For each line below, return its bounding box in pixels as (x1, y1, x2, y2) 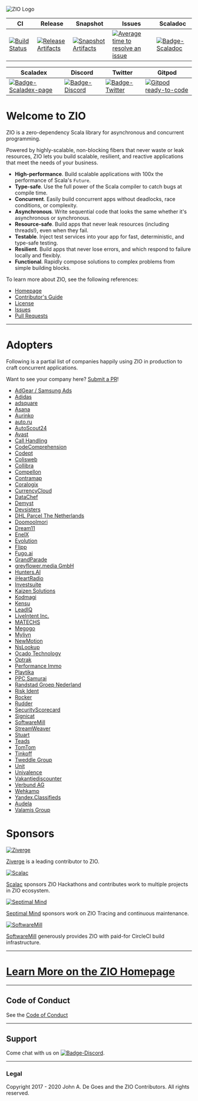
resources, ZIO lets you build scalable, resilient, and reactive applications (6, 153, 184, 160)
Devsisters (14, 505, 41, 513)
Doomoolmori (14, 518, 48, 525)
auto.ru (14, 418, 32, 425)
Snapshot (75, 19, 104, 28)
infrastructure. (6, 938, 41, 945)
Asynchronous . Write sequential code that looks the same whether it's (14, 208, 187, 215)
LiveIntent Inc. (14, 612, 49, 619)
